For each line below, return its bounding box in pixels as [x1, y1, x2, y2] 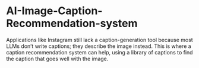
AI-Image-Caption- [6, 4, 103, 18]
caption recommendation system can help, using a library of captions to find [6, 48, 193, 56]
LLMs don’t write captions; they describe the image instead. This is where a [6, 43, 191, 50]
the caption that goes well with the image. [6, 55, 109, 62]
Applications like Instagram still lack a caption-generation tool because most [6, 36, 193, 43]
